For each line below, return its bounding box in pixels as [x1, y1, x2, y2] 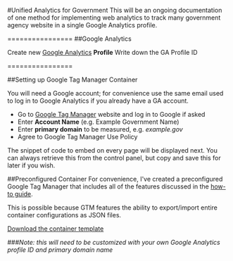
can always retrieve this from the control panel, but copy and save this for [7, 154, 221, 162]
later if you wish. [7, 161, 56, 170]
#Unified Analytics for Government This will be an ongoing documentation [7, 6, 222, 14]
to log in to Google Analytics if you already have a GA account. [7, 96, 189, 105]
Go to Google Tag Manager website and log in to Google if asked [17, 110, 206, 118]
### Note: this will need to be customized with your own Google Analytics [7, 238, 220, 246]
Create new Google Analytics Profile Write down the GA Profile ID [7, 49, 199, 56]
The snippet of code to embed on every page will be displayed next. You [7, 146, 218, 154]
